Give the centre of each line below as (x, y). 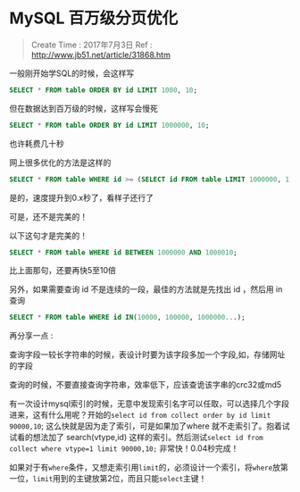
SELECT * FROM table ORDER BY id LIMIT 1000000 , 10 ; (109, 125)
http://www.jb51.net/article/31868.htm (101, 54)
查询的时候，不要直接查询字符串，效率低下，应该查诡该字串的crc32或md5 (146, 385)
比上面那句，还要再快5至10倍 (62, 271)
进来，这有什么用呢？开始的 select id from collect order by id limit (140, 415)
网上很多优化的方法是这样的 (60, 163)
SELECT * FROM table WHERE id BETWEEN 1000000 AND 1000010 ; (124, 252)
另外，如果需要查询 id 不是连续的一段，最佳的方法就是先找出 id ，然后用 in (146, 289)
